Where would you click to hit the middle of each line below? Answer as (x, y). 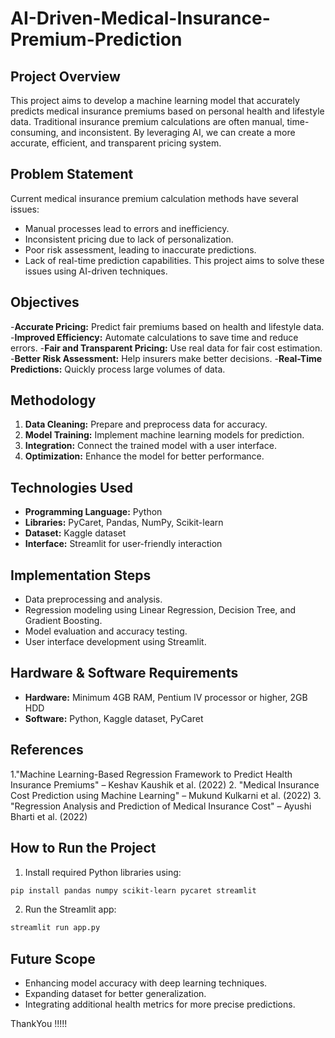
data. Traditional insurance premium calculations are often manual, (147, 121)
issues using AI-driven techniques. (96, 271)
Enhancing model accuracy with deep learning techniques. (146, 983)
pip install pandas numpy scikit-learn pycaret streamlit (133, 890)
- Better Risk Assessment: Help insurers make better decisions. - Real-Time (166, 358)
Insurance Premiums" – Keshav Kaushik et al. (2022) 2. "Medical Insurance (165, 784)
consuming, (34, 132)
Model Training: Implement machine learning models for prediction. (164, 435)
